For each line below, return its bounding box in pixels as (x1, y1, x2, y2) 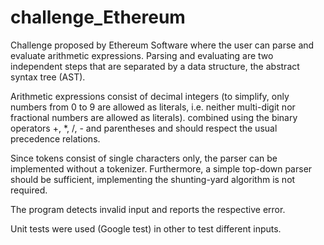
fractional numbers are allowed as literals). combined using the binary (10, 111, 298, 123)
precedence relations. (10, 132, 101, 145)
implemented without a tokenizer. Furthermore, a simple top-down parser (10, 162, 313, 175)
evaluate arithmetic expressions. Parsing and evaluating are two (10, 49, 274, 61)
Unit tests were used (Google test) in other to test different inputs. (10, 222, 282, 235)
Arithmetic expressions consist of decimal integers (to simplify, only (10, 90, 290, 102)
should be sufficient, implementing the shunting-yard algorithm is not (10, 173, 296, 185)
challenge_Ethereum (10, 6, 186, 29)
